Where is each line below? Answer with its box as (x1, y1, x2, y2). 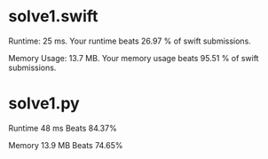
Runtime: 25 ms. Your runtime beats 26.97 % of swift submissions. (8, 36, 252, 46)
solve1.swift (8, 6, 99, 27)
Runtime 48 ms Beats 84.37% (8, 123, 117, 133)
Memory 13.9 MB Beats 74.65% (8, 139, 123, 150)
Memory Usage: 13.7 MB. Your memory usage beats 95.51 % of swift (8, 52, 259, 63)
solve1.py (8, 93, 81, 114)
